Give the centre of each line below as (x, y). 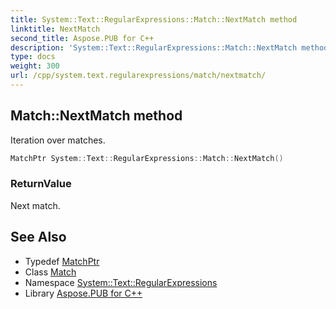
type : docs (33, 57)
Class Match (50, 272)
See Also (38, 237)
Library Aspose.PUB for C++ (83, 293)
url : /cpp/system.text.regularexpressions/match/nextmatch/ (138, 76)
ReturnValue (41, 184)
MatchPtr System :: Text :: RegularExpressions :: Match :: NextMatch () (147, 158)
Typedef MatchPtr (62, 261)
